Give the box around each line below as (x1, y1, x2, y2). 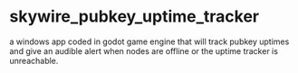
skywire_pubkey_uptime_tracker (9, 6, 260, 27)
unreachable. (9, 55, 59, 66)
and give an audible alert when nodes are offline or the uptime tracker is (9, 45, 279, 56)
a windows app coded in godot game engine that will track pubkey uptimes (9, 36, 290, 47)
